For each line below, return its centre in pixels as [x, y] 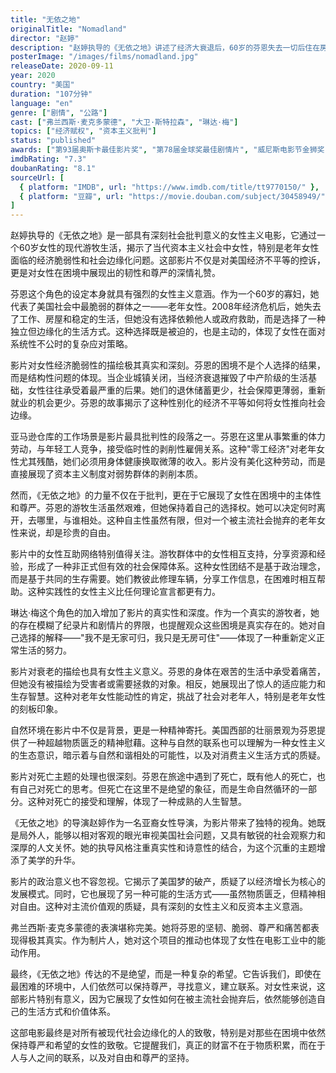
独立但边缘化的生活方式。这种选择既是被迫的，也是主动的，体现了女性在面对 [168, 332]
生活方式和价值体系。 [71, 1012]
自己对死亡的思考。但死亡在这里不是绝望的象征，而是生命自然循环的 [159, 789]
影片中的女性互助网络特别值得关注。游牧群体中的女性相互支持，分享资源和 [163, 554]
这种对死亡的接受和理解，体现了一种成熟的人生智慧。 [137, 802]
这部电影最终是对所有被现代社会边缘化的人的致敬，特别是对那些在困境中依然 [168, 1033]
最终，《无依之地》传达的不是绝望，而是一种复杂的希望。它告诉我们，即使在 [166, 974]
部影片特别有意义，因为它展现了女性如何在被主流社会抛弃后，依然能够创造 [163, 999]
